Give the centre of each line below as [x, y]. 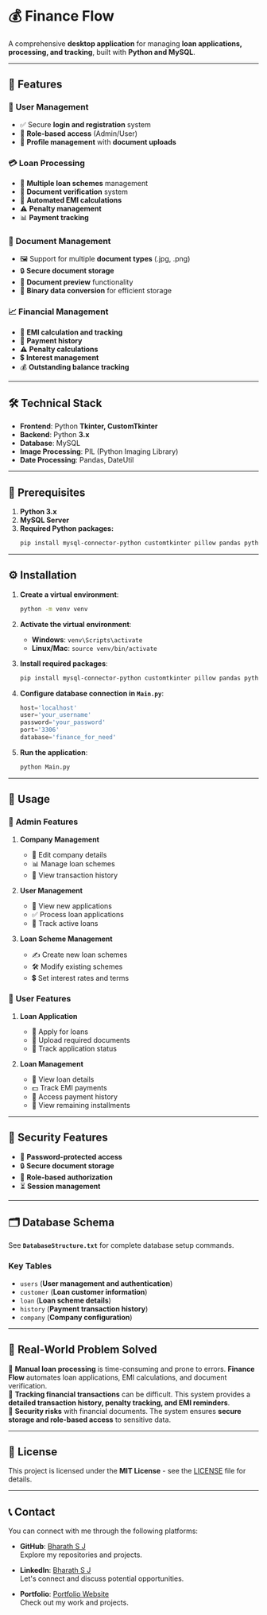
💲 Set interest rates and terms [80, 978]
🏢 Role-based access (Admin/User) [78, 134]
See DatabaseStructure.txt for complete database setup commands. [121, 1245]
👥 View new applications [72, 906]
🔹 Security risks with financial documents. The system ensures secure [125, 1411]
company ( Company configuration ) [76, 1317]
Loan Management [51, 1063]
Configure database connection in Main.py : [92, 693]
